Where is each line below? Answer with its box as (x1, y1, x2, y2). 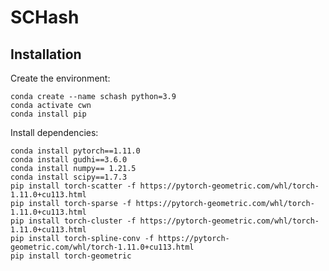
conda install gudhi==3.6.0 (10, 155, 128, 165)
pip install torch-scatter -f (10, 181, 137, 191)
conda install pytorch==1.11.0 (10, 146, 141, 156)
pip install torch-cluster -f (10, 216, 137, 226)
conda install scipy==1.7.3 (10, 172, 128, 182)
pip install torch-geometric (10, 251, 132, 261)
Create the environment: (10, 72, 111, 84)
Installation (10, 46, 82, 63)
